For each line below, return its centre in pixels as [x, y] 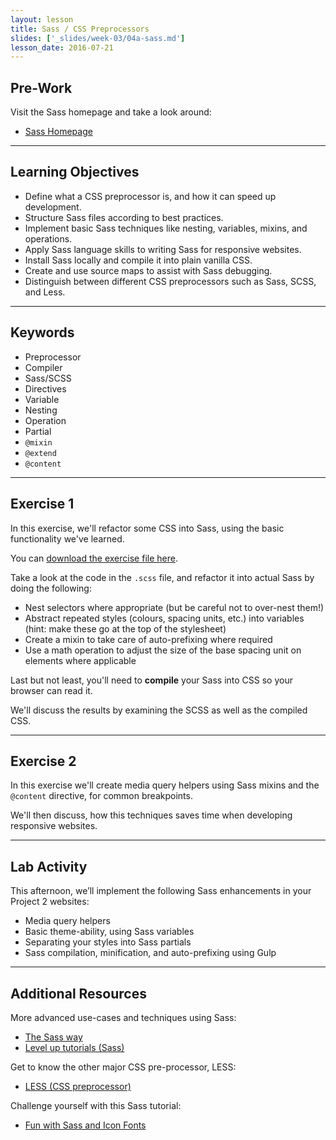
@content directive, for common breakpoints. [101, 796]
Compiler [43, 367]
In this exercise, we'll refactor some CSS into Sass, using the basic [147, 528]
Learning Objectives [75, 172]
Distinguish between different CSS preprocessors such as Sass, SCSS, [170, 281]
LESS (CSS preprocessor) [78, 1086]
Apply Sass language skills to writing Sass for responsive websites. [163, 249]
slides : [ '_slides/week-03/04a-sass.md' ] [98, 38]
